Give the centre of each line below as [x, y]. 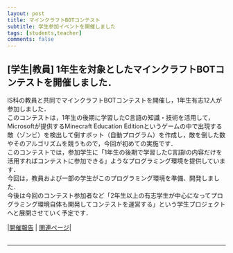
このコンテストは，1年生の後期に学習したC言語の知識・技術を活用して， [111, 117]
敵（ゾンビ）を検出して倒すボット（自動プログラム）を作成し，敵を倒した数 [116, 134]
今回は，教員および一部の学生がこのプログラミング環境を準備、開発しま [110, 178]
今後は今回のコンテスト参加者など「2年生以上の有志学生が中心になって [109, 195]
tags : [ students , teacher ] [44, 33]
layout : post [26, 14]
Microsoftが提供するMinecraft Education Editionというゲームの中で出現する [115, 126]
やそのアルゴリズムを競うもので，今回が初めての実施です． [92, 143]
